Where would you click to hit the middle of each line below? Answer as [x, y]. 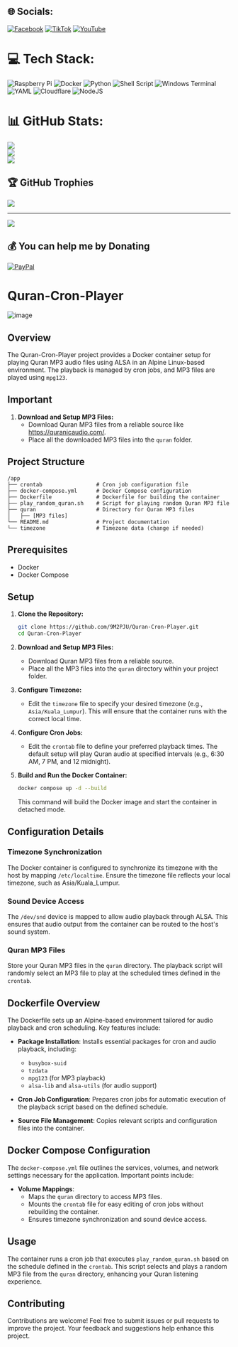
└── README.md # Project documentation [89, 522]
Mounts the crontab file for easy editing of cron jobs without [116, 1204]
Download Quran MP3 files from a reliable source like [106, 424]
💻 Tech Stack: [51, 59]
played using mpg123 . [37, 378]
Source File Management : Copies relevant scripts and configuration [117, 1121]
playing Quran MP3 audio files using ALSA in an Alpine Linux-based [106, 363]
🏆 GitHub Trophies [51, 183]
